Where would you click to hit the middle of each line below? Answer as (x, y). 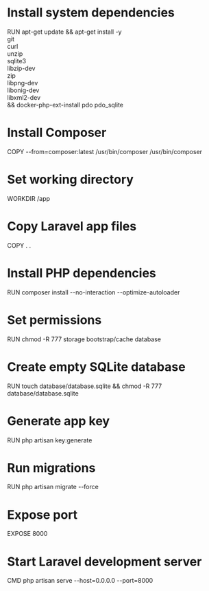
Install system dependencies (91, 13)
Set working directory (70, 180)
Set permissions (54, 320)
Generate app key (59, 421)
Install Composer (57, 133)
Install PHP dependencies (82, 273)
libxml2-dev (24, 97)
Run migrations (51, 468)
